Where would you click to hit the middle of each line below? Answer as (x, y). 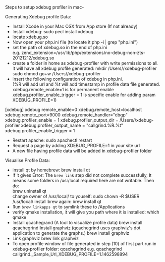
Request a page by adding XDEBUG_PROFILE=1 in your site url (76, 145)
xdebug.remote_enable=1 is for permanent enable (63, 89)
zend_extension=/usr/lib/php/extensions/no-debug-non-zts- (83, 52)
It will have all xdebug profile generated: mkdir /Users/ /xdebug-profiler (84, 68)
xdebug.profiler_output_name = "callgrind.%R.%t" (72, 125)
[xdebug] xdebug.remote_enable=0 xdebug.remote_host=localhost (74, 109)
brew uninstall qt (29, 191)
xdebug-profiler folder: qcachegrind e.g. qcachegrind (67, 249)
